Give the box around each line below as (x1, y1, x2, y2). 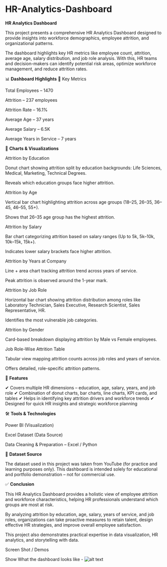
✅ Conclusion (5, 481, 35, 487)
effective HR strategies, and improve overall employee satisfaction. (5, 522, 142, 528)
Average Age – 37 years (5, 116, 54, 122)
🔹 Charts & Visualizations (5, 145, 59, 151)
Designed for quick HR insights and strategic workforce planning (5, 400, 138, 406)
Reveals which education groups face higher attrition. (5, 180, 115, 186)
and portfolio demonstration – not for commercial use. (5, 471, 116, 477)
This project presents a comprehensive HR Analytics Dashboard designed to (5, 29, 162, 35)
